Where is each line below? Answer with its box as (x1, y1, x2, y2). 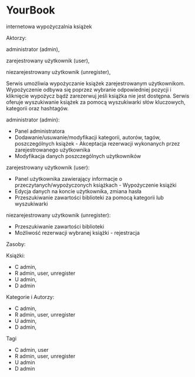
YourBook (6, 4, 55, 17)
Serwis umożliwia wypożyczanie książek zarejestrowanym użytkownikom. (6, 80, 186, 87)
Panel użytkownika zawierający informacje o (14, 175, 122, 182)
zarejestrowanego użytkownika (14, 146, 90, 153)
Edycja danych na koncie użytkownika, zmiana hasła (14, 187, 142, 194)
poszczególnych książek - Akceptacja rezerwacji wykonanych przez (14, 140, 180, 147)
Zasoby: (6, 240, 26, 247)
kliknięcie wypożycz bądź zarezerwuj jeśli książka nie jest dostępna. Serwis (6, 92, 190, 99)
